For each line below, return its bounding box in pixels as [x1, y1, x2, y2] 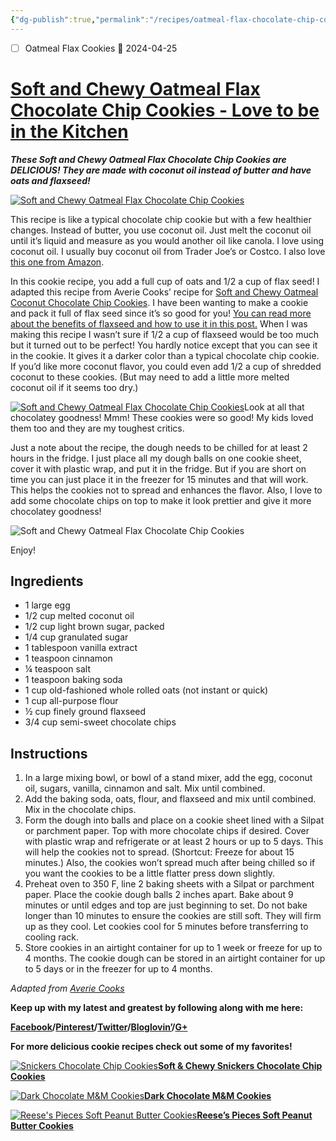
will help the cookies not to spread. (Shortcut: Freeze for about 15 [24, 846, 295, 858]
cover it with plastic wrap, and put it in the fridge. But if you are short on [10, 462, 307, 475]
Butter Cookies [10, 1120, 74, 1132]
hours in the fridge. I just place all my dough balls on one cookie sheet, [10, 452, 302, 464]
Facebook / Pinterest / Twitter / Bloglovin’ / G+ [10, 1021, 188, 1033]
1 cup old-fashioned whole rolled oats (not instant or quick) [24, 684, 269, 696]
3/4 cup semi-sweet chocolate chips [24, 716, 177, 728]
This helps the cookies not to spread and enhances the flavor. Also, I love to [10, 484, 323, 496]
